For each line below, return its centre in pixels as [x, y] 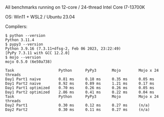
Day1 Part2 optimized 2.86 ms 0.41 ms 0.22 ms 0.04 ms [80, 92]
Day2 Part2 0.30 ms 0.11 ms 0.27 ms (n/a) [78, 110]
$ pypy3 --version [24, 44]
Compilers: [16, 26]
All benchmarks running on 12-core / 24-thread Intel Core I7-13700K [75, 7]
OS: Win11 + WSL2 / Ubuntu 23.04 [40, 17]
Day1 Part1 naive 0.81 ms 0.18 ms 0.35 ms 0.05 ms [80, 79]
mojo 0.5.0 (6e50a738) [29, 62]
